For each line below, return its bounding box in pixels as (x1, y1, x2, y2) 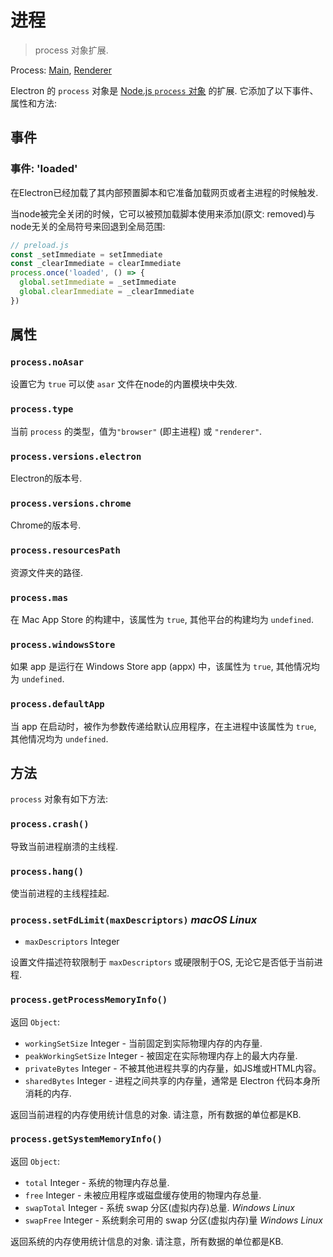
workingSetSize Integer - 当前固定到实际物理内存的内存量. (24, 1037, 263, 1049)
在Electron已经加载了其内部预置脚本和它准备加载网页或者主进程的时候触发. (10, 186, 319, 198)
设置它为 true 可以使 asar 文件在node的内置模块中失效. (10, 378, 238, 390)
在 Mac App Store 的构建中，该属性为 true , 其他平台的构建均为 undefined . (10, 613, 315, 625)
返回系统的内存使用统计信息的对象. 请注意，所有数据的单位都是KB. (10, 1235, 284, 1247)
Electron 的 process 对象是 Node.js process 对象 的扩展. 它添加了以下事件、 (10, 84, 319, 96)
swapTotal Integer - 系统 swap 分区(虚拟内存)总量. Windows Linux (24, 1201, 295, 1213)
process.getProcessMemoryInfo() (10, 994, 168, 1006)
